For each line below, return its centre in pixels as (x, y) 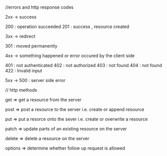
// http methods (21, 90)
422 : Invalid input (24, 70)
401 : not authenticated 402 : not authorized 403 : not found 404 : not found (84, 65)
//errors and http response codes (39, 7)
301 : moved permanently (31, 46)
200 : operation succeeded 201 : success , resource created (67, 26)
